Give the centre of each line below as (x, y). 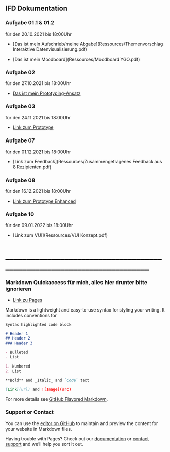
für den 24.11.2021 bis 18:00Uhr (38, 118)
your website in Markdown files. (39, 429)
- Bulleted (17, 352)
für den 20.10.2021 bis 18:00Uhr (39, 34)
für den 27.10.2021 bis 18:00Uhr (38, 83)
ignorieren (19, 289)
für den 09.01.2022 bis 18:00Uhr (39, 225)
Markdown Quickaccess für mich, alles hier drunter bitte (76, 282)
